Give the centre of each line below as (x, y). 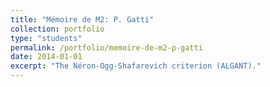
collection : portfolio (57, 29)
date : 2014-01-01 (46, 57)
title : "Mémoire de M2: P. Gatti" (82, 19)
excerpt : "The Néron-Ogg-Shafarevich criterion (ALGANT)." (136, 66)
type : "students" (46, 38)
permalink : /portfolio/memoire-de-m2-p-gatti (106, 47)
